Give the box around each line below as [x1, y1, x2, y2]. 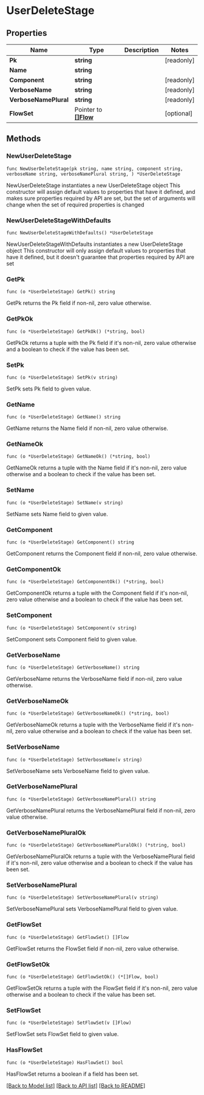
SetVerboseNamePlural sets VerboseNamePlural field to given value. [6, 906, 178, 913]
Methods [6, 134, 41, 144]
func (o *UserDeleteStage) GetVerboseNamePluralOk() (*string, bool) [6, 842, 186, 848]
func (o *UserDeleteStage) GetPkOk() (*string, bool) [6, 329, 146, 335]
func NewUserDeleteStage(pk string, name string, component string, [6, 165, 183, 172]
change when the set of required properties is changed [6, 201, 144, 208]
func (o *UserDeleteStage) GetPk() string [6, 289, 115, 295]
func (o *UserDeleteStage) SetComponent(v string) [6, 625, 137, 631]
